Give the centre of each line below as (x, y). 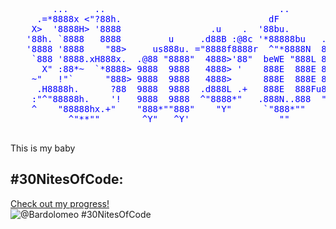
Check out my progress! (60, 203)
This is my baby (43, 148)
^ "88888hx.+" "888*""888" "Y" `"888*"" (169, 109)
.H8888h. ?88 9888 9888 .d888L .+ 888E (160, 89)
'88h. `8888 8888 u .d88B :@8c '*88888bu (166, 39)
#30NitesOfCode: (67, 179)
